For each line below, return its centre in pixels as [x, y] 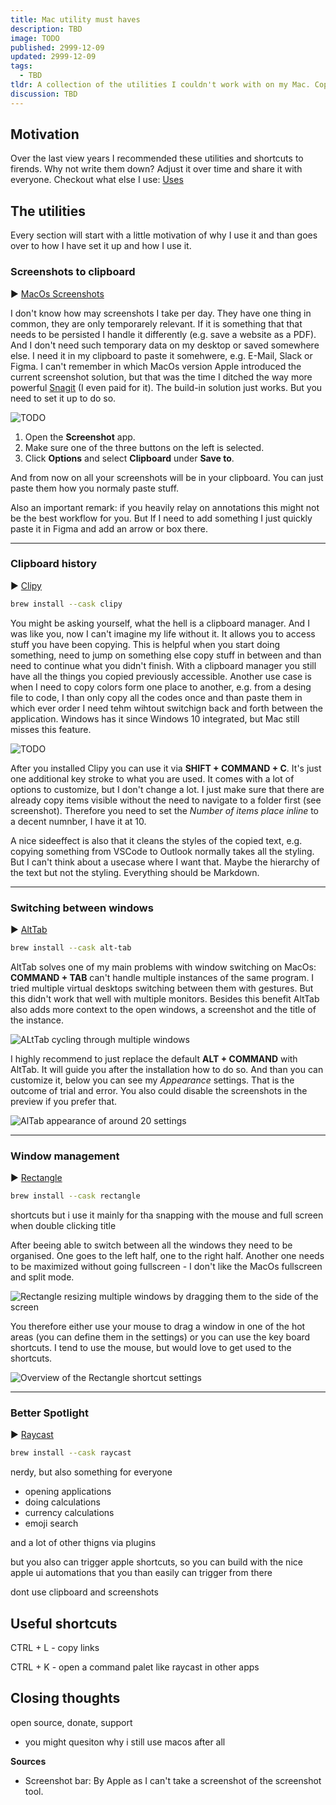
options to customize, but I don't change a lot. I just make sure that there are [167, 789]
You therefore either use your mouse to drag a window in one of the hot [158, 1327]
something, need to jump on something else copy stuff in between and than [166, 655]
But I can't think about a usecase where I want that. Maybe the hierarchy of [165, 862]
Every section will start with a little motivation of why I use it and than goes [164, 235]
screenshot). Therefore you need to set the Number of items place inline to [165, 810]
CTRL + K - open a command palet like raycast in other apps [135, 1667]
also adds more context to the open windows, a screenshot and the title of [163, 1009]
